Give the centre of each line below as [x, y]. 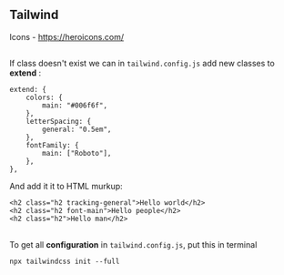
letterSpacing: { [59, 122]
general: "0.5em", [77, 130]
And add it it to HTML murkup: [66, 187]
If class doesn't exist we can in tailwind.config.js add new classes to [142, 64]
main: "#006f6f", [75, 106]
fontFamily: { [52, 146]
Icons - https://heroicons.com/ [67, 36]
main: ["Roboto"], [77, 154]
